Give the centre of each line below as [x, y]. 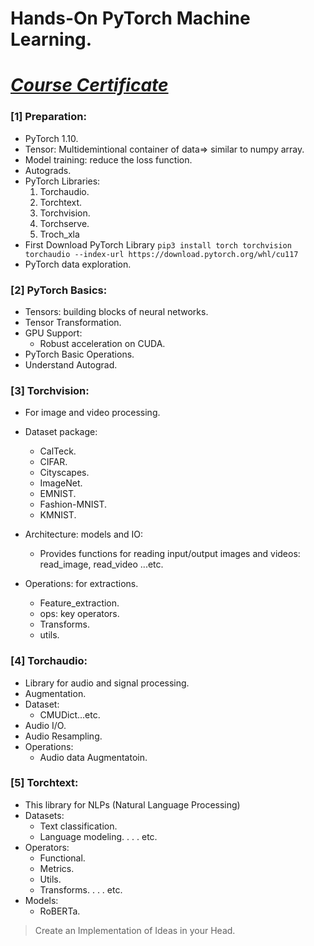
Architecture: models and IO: [84, 534]
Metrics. [57, 868]
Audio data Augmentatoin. [93, 757]
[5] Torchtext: [44, 783]
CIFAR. [53, 462]
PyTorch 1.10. [51, 138]
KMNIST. [58, 515]
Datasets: [44, 815]
